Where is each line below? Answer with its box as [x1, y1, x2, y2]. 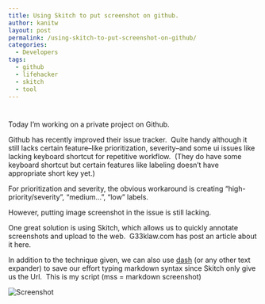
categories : [8, 41, 48, 49]
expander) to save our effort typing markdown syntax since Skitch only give [8, 263, 256, 273]
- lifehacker [15, 70, 59, 78]
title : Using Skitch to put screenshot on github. [8, 11, 179, 20]
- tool [15, 85, 37, 93]
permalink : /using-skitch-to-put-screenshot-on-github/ [8, 33, 197, 42]
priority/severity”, [8, 192, 65, 202]
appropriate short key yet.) [8, 168, 95, 178]
